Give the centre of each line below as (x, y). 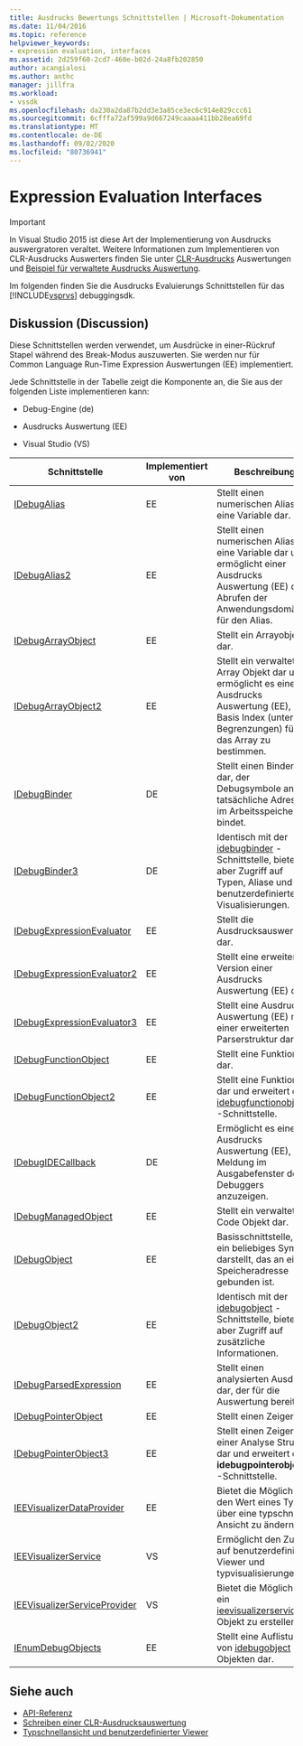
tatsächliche (242, 800)
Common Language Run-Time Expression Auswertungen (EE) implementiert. (151, 364)
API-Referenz (47, 1713)
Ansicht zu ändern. (256, 1525)
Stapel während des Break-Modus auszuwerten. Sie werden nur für (134, 355)
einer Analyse (245, 1443)
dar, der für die (248, 1390)
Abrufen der (242, 598)
